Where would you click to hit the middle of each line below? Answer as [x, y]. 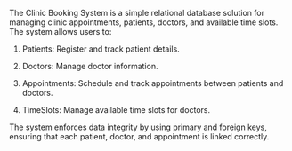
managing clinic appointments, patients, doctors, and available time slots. [144, 22]
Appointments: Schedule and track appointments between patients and [153, 83]
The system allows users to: [61, 32]
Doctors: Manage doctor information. [90, 66]
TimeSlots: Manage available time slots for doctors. [116, 110]
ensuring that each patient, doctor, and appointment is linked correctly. [139, 136]
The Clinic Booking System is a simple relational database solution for [137, 13]
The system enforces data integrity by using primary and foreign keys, [138, 127]
